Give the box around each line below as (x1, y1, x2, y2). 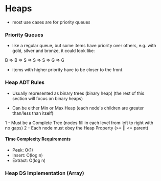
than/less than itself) (12, 110, 54, 116)
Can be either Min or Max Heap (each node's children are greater (12, 105, 144, 111)
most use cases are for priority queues (12, 19, 91, 25)
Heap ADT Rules (5, 79, 45, 86)
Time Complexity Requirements (5, 136, 71, 142)
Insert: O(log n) (12, 152, 43, 158)
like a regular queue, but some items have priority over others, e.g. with (12, 43, 157, 49)
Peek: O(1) (12, 147, 33, 153)
